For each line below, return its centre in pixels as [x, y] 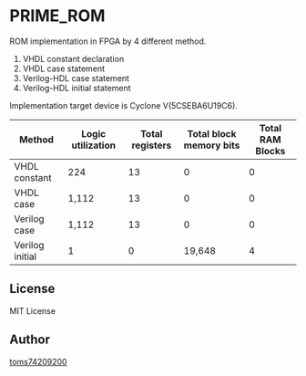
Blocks [270, 151]
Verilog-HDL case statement [76, 78]
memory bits [212, 145]
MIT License [33, 310]
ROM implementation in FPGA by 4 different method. [108, 41]
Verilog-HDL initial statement [76, 88]
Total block [212, 133]
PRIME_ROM [57, 16]
